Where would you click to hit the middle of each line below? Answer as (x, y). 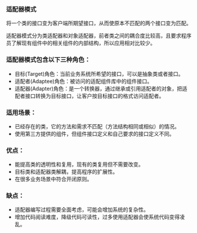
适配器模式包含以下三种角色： (49, 60)
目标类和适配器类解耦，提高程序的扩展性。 (66, 172)
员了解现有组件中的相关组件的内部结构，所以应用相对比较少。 (81, 43)
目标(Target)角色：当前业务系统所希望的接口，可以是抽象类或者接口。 (99, 74)
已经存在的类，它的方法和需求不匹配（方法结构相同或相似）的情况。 (97, 126)
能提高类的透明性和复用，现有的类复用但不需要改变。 (79, 164)
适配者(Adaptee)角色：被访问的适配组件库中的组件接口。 (84, 81)
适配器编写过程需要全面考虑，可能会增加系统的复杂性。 (81, 209)
